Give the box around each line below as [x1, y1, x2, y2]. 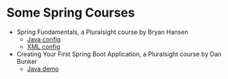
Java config [26, 35, 61, 43]
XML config [26, 42, 60, 51]
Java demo [26, 64, 60, 73]
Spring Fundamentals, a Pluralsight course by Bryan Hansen [16, 28, 188, 36]
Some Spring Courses [6, 5, 135, 21]
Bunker [16, 57, 37, 65]
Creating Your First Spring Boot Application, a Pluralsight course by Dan [16, 50, 222, 58]
